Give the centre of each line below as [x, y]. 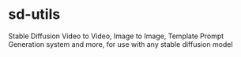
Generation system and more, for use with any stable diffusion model [120, 44]
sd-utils [34, 14]
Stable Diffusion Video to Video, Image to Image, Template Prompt [116, 36]
